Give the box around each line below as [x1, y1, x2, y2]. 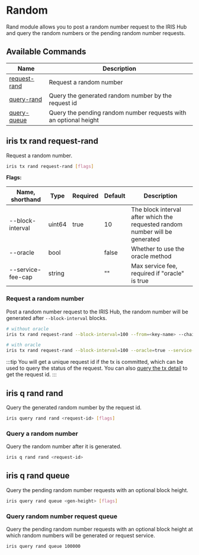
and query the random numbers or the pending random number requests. [6, 29, 185, 36]
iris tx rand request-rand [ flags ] [6, 163, 94, 169]
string [48, 269, 65, 278]
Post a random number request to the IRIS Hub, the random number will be [6, 308, 188, 315]
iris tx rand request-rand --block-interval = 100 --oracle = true [6, 348, 166, 354]
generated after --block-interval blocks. [6, 314, 107, 321]
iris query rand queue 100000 [6, 544, 81, 550]
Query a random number [6, 429, 78, 437]
